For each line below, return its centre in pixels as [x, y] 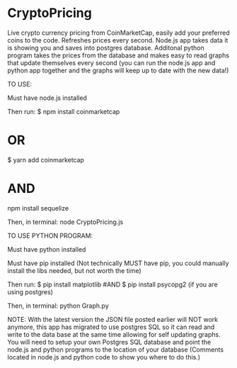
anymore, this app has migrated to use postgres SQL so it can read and [111, 327]
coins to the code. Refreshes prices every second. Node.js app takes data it [118, 40]
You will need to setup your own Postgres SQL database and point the [109, 342]
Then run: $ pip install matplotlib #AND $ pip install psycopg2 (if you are [112, 284]
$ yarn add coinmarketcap [46, 160]
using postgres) [30, 291]
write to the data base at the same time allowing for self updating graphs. [114, 334]
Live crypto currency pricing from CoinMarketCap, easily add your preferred [118, 33]
